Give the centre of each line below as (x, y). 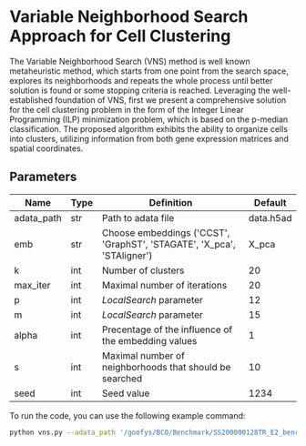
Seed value (126, 393)
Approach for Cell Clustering (120, 36)
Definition (171, 202)
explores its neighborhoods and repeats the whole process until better (141, 80)
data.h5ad (270, 218)
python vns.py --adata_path (63, 432)
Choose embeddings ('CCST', (166, 232)
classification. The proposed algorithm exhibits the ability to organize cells (149, 128)
